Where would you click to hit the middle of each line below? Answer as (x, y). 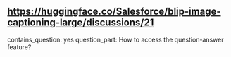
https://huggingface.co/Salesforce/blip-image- (114, 12)
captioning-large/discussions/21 (81, 23)
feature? (19, 47)
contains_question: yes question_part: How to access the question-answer (115, 39)
